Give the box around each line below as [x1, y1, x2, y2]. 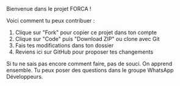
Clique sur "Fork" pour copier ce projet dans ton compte [15, 29, 157, 36]
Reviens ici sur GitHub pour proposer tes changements [15, 48, 154, 56]
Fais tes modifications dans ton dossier [15, 42, 114, 49]
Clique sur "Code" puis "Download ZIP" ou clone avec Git [15, 35, 160, 42]
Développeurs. [6, 73, 43, 80]
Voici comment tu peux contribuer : [6, 17, 95, 24]
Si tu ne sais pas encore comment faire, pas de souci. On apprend [6, 60, 173, 67]
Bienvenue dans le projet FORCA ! [6, 5, 92, 12]
